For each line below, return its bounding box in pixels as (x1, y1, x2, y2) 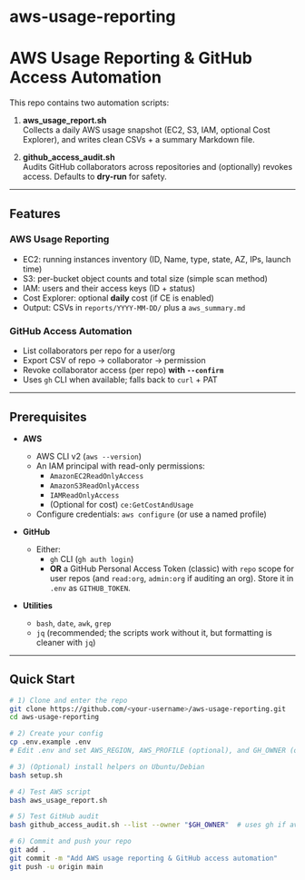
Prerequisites (9, 409, 87, 424)
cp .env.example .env (9, 737, 92, 747)
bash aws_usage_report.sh (9, 796, 107, 805)
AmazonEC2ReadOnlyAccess (49, 471, 144, 480)
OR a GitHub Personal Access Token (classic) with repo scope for (49, 563, 295, 574)
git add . (9, 845, 47, 855)
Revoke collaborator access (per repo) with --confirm (22, 365, 224, 376)
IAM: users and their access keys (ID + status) (22, 282, 196, 293)
